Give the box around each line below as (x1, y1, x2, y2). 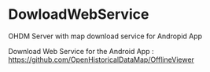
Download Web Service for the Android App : (8, 46, 154, 56)
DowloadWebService (8, 5, 149, 23)
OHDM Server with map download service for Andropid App (8, 31, 203, 41)
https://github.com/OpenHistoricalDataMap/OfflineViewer (8, 55, 195, 64)
